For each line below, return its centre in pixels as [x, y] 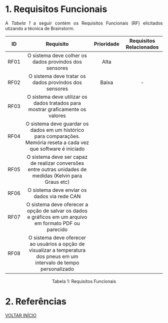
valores [57, 115]
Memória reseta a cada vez [57, 142]
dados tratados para [57, 103]
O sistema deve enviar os [57, 190]
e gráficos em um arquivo [57, 217]
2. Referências [36, 302]
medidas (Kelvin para [57, 175]
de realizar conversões [57, 163]
